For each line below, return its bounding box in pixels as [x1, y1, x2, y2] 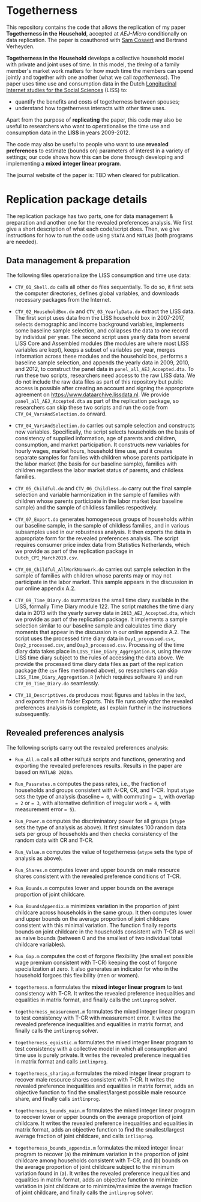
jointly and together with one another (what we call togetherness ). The [6, 73, 181, 81]
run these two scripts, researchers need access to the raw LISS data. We [14, 372, 196, 379]
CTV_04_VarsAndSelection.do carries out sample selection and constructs [14, 422, 195, 429]
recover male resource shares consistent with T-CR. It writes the [14, 1076, 175, 1083]
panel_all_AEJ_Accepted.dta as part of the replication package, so [14, 397, 179, 404]
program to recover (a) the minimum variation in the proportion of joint [14, 1150, 189, 1157]
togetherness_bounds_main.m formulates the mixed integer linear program [14, 1106, 196, 1114]
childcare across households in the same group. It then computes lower [14, 909, 193, 916]
